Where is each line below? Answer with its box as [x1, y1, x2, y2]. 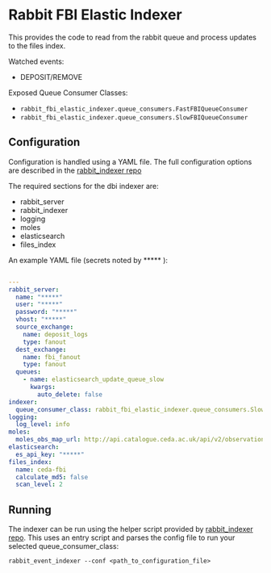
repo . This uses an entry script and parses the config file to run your [8, 533, 236, 542]
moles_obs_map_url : [15, 436, 81, 444]
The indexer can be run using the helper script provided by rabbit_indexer [8, 525, 253, 534]
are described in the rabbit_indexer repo [8, 165, 142, 175]
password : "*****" [15, 308, 78, 316]
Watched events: [8, 56, 65, 66]
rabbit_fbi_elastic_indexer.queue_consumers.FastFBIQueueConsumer [19, 105, 248, 113]
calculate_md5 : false [15, 473, 89, 481]
